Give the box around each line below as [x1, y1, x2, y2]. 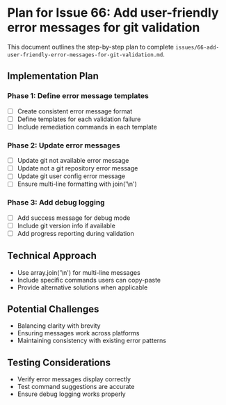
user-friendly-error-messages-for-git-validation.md [7, 51, 163, 58]
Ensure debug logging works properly [17, 390, 127, 398]
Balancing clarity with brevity [17, 321, 101, 330]
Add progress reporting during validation [17, 229, 134, 237]
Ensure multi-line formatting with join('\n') [17, 180, 138, 189]
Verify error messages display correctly [17, 375, 131, 383]
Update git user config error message [17, 172, 126, 180]
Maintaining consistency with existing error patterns [17, 336, 167, 345]
